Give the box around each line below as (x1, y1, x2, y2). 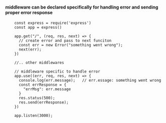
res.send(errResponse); (18, 100, 69, 105)
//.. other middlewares (14, 60, 65, 66)
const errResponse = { (18, 82, 67, 88)
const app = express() (14, 25, 62, 30)
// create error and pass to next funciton (18, 38, 112, 43)
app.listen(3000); (14, 113, 53, 118)
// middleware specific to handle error (14, 69, 100, 74)
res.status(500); (18, 96, 56, 101)
